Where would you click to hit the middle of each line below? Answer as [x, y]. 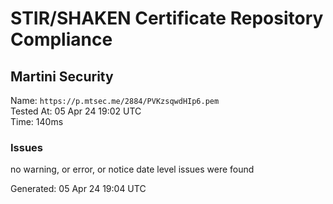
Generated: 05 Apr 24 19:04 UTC [78, 189]
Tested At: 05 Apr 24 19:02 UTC [76, 111]
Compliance [61, 39]
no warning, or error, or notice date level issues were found [132, 169]
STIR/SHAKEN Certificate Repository [167, 18]
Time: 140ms [37, 121]
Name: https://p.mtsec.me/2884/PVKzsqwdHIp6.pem [115, 100]
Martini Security [62, 76]
